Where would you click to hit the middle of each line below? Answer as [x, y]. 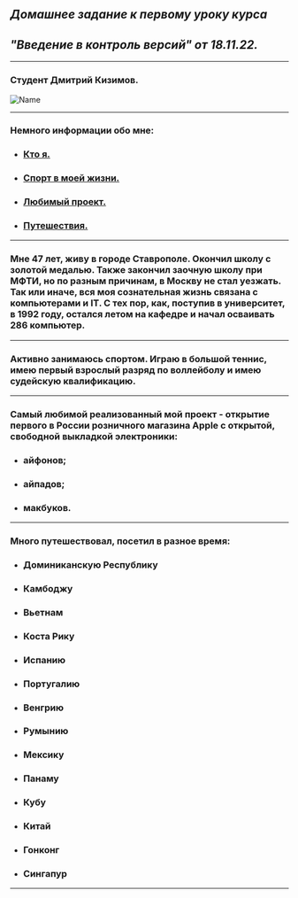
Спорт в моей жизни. [71, 178]
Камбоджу [48, 588]
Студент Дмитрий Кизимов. [74, 81]
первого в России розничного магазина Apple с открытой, [142, 426]
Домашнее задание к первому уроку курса [139, 15]
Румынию [46, 732]
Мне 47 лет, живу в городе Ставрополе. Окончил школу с [141, 259]
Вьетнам [43, 612]
